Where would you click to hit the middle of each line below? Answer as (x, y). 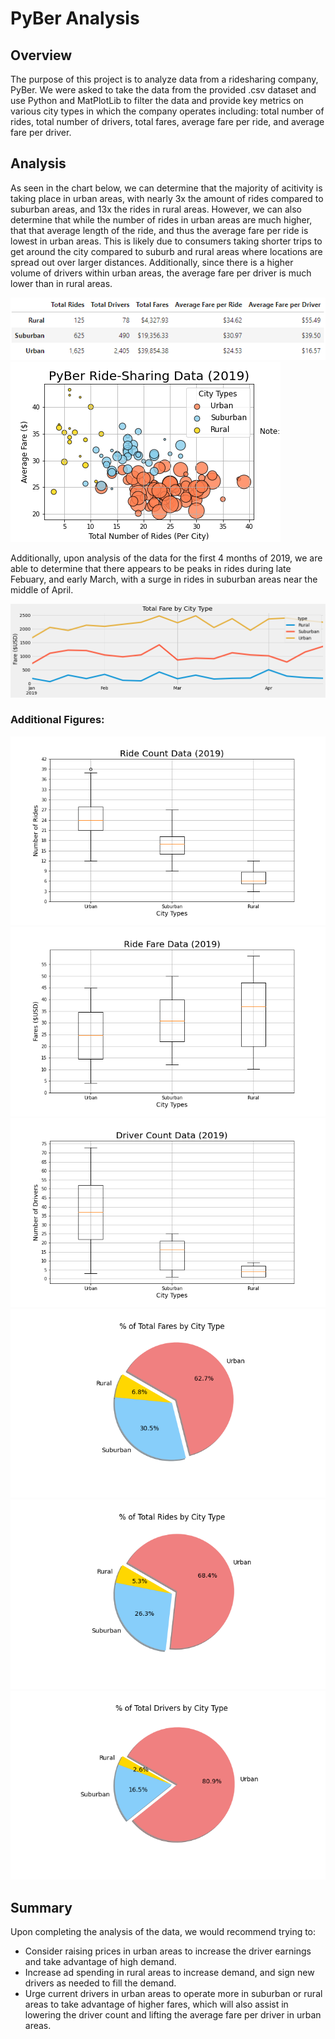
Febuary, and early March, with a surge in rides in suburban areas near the (164, 579)
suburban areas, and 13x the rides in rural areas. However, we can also (156, 209)
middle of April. (42, 589)
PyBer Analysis (75, 18)
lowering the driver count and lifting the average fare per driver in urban (173, 2014)
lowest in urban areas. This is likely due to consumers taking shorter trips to (166, 241)
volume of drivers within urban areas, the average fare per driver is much (161, 273)
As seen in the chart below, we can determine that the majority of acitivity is (166, 188)
